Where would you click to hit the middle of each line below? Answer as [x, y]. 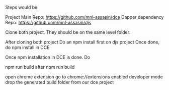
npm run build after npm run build [40, 67]
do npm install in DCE [27, 47]
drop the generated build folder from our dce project [60, 82]
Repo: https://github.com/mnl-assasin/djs [48, 22]
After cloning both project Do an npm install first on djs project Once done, [82, 42]
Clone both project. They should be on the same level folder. [68, 32]
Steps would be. [22, 7]
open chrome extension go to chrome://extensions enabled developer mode [84, 77]
